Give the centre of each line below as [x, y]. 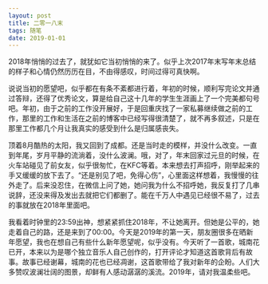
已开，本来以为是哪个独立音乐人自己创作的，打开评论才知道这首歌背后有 [127, 252]
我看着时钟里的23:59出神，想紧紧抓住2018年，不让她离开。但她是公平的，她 [134, 222]
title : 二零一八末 [36, 23]
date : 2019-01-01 [37, 38]
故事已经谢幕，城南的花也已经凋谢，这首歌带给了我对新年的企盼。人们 [137, 262]
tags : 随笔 [25, 30]
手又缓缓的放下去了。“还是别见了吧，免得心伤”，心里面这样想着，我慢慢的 [130, 176]
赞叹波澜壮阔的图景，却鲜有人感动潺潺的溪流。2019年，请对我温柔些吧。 [135, 272]
